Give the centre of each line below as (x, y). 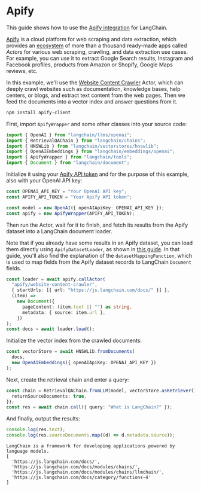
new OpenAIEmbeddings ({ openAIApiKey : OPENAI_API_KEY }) (84, 363)
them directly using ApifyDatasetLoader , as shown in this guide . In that (93, 249)
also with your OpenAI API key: (44, 181)
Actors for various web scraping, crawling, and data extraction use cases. (97, 51)
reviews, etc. (22, 71)
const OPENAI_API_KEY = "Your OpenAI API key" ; (67, 192)
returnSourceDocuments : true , (49, 396)
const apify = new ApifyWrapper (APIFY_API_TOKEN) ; (71, 214)
